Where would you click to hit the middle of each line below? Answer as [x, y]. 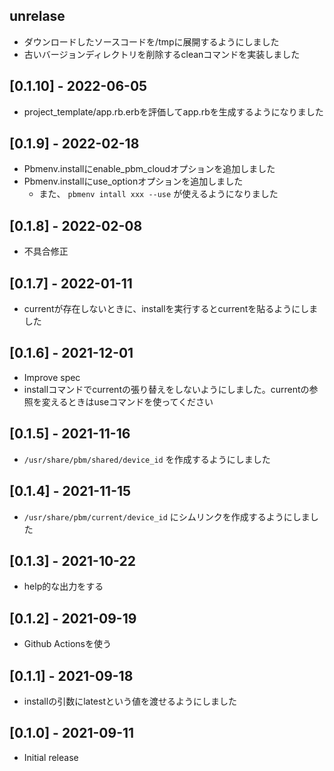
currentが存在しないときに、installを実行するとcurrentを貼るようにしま [171, 309]
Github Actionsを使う [67, 644]
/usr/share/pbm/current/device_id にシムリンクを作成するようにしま [167, 516]
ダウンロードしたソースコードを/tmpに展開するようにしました [151, 41]
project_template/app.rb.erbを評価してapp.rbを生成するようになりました [173, 111]
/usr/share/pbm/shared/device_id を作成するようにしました [147, 459]
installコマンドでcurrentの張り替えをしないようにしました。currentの [166, 389]
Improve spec [52, 377]
